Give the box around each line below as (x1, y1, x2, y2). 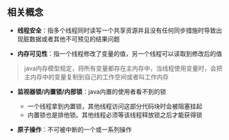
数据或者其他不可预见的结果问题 (29, 34, 120, 43)
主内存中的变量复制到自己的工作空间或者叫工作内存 (23, 72, 169, 81)
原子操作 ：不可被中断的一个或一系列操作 (17, 125, 132, 133)
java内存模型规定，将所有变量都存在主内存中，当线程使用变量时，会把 (23, 64, 223, 72)
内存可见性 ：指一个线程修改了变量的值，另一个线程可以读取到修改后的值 (17, 49, 222, 57)
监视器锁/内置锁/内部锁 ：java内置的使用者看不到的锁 (17, 87, 166, 95)
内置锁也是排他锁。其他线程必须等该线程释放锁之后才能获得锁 (27, 110, 203, 119)
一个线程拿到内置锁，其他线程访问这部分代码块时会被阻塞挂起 (27, 102, 203, 110)
